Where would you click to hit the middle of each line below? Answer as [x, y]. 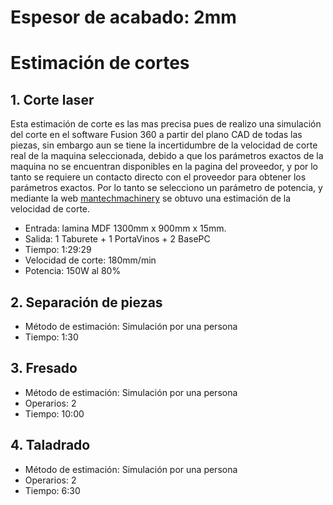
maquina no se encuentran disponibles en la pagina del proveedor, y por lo [164, 167]
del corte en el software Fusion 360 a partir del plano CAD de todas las [156, 135]
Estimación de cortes [100, 63]
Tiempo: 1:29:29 [58, 250]
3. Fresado [44, 368]
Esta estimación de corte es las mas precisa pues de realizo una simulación [166, 124]
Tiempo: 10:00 [54, 413]
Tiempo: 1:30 [51, 337]
